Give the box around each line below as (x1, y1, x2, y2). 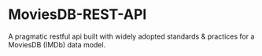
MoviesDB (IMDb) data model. (8, 39, 106, 49)
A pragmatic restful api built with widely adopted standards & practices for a (8, 32, 255, 41)
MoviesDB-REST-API (8, 6, 147, 24)
